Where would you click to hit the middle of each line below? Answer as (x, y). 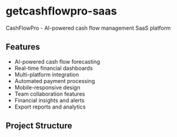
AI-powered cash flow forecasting (57, 61)
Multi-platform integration (47, 75)
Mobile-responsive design (47, 87)
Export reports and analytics (50, 107)
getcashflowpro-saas (61, 11)
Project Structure (39, 126)
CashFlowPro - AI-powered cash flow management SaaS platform (88, 28)
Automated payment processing (55, 81)
